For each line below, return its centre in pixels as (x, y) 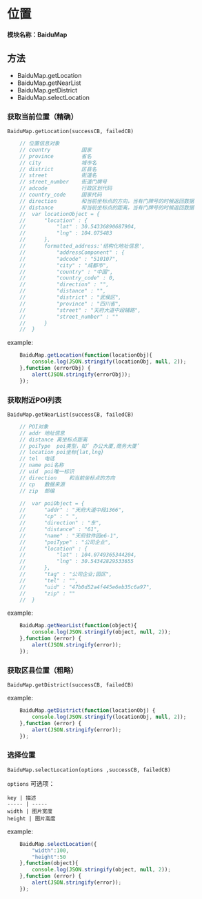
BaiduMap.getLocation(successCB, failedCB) (71, 132)
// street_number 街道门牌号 (63, 182)
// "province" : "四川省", (71, 304)
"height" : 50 (49, 857)
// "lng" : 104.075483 (66, 233)
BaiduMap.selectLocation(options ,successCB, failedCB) (89, 770)
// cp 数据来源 (42, 484)
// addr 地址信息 (42, 433)
